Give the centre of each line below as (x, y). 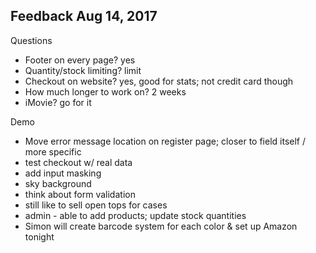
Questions (31, 40)
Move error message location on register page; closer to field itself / (165, 141)
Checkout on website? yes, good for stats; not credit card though (159, 81)
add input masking (63, 173)
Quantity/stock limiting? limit (83, 70)
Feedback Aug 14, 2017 (84, 16)
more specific (53, 151)
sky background (58, 183)
